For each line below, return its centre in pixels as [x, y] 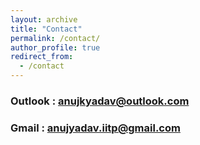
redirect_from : [42, 57]
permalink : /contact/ [55, 38]
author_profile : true [55, 47]
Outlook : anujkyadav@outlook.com [100, 101]
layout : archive [44, 19]
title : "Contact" [46, 29]
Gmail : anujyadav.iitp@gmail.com [95, 128]
